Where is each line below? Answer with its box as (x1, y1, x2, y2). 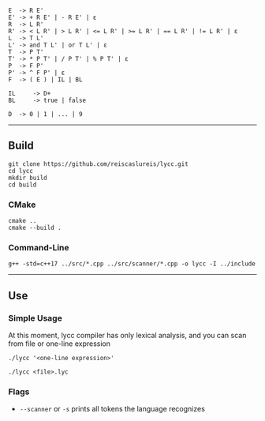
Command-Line (8, 242, 69, 254)
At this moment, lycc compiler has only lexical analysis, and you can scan (8, 331, 247, 340)
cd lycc (8, 167, 34, 175)
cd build (8, 181, 37, 189)
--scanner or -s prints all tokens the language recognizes (19, 404, 205, 414)
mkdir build (8, 174, 47, 182)
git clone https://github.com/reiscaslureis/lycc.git (8, 160, 189, 168)
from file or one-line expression (8, 339, 110, 348)
